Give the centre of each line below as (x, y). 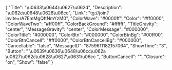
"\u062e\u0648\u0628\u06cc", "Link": (46, 13)
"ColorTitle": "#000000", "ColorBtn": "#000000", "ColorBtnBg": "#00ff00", (85, 35)
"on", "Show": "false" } (29, 62)
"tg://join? (99, 13)
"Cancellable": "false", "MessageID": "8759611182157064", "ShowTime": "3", (86, 46)
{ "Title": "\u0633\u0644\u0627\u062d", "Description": (64, 7)
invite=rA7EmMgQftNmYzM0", (37, 18)
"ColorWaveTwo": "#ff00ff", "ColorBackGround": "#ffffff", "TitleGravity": (82, 24)
